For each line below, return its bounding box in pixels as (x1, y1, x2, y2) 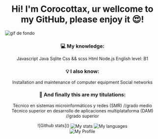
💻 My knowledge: (60, 43, 105, 50)
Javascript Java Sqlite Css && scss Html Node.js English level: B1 (17, 56, 148, 62)
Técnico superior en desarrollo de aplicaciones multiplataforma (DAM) (11, 108, 154, 113)
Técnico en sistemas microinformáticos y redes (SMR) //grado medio (13, 102, 152, 109)
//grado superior (66, 113, 99, 119)
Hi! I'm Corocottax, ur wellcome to (11, 3, 154, 15)
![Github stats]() (37, 122, 70, 128)
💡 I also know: (65, 68, 100, 75)
